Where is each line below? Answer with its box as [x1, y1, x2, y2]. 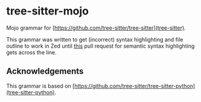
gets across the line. [6, 48, 57, 56]
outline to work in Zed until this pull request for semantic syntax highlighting [6, 42, 195, 49]
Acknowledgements [6, 66, 84, 77]
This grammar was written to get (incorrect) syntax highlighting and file [6, 36, 183, 43]
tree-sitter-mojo [6, 4, 89, 18]
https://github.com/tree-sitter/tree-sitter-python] [74, 82, 196, 89]
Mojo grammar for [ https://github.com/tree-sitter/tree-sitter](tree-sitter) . [6, 24, 186, 31]
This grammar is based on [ [6, 82, 75, 89]
